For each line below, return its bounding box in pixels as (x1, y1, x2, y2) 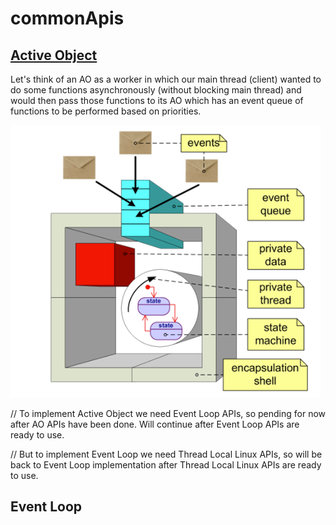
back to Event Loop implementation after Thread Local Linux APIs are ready (10, 459, 322, 471)
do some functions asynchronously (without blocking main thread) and (10, 84, 302, 96)
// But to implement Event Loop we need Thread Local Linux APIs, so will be (10, 448, 323, 460)
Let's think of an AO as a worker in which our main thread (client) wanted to (10, 73, 322, 85)
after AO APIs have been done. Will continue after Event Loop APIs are (10, 418, 300, 430)
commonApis (10, 7, 125, 30)
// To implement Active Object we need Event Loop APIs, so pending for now (10, 408, 326, 419)
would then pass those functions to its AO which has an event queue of (10, 95, 304, 106)
